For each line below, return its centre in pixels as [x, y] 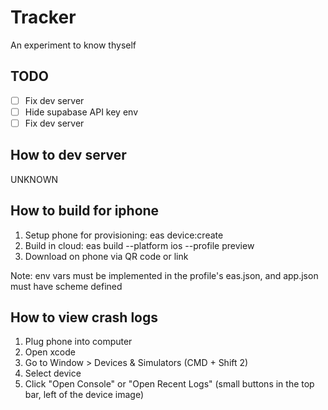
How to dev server [68, 155]
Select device [53, 373]
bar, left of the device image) [84, 395]
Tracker [43, 17]
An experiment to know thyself [73, 45]
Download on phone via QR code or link [106, 256]
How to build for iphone [85, 211]
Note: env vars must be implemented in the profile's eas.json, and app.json [164, 275]
